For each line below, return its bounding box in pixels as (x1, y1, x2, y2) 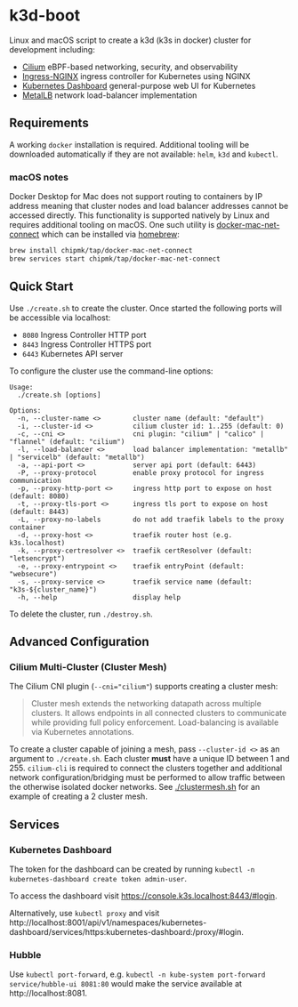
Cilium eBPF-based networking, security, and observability (21, 61, 238, 72)
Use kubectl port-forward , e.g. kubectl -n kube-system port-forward (9, 969, 266, 979)
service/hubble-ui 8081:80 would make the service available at (9, 979, 243, 989)
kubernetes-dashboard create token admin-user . (9, 873, 188, 883)
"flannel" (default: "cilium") (9, 437, 125, 446)
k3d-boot (9, 5, 81, 26)
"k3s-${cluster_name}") (9, 584, 98, 594)
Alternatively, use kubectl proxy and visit (9, 907, 160, 918)
